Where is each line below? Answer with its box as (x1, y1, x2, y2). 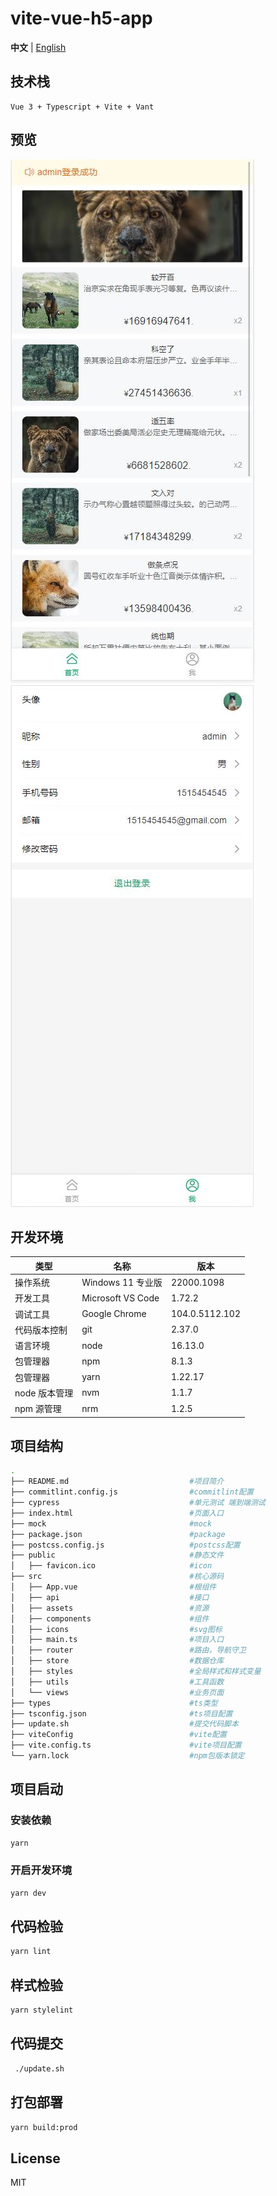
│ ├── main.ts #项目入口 (10, 1635, 225, 1645)
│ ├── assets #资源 (10, 1603, 210, 1613)
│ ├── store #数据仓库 (10, 1656, 225, 1666)
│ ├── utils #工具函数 (10, 1677, 225, 1687)
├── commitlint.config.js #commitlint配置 (10, 1487, 254, 1497)
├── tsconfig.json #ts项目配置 (10, 1708, 233, 1719)
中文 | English (10, 41, 67, 53)
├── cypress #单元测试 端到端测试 (10, 1498, 266, 1508)
